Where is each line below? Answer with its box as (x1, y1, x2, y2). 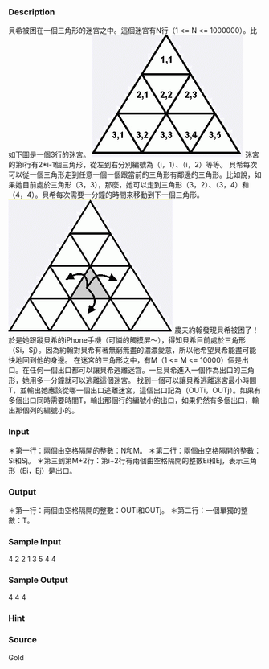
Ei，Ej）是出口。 (22, 466, 77, 475)
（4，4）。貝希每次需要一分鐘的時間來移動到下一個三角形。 (8, 190, 205, 199)
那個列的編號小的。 (14, 405, 79, 416)
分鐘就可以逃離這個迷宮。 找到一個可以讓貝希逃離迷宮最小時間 (50, 376, 257, 385)
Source (8, 634, 38, 646)
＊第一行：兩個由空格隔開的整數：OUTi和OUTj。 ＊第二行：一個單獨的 (8, 505, 242, 515)
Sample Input (8, 536, 62, 547)
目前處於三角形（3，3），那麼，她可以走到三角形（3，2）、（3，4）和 (22, 180, 250, 190)
